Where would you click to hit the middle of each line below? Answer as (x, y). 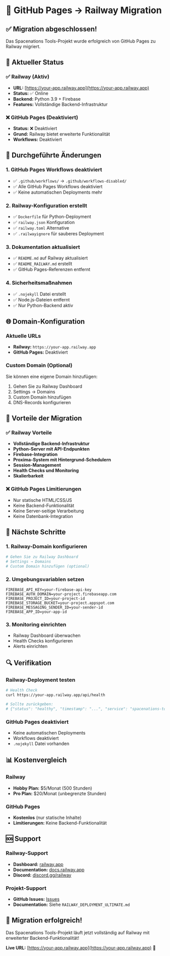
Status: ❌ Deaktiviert (35, 128)
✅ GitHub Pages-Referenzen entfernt (51, 270)
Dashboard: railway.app (38, 864)
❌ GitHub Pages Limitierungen (44, 489)
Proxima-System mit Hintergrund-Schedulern (62, 460)
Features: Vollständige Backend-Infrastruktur (60, 104)
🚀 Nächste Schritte (36, 532)
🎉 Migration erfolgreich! (44, 920)
